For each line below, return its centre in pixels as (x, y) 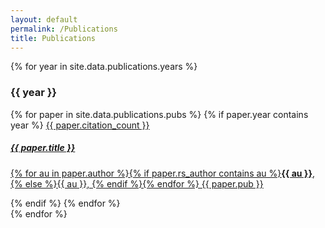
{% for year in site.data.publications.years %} (104, 67)
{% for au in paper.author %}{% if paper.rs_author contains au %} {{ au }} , (163, 173)
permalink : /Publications (64, 29)
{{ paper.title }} (43, 148)
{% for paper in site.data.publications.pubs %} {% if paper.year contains (159, 114)
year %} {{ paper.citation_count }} (80, 125)
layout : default (44, 19)
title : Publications (53, 38)
